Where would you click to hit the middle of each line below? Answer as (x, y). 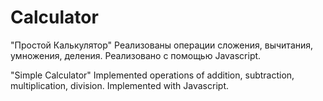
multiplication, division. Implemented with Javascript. (119, 85)
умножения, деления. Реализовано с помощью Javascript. (136, 55)
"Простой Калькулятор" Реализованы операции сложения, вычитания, (162, 45)
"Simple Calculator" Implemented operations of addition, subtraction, (152, 75)
